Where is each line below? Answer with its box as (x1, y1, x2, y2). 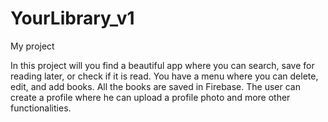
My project (10, 40, 55, 52)
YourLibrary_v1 (10, 7, 135, 30)
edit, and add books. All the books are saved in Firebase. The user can (10, 80, 301, 92)
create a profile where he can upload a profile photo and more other (10, 91, 291, 103)
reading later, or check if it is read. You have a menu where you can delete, (10, 70, 319, 82)
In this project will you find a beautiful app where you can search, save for (10, 59, 315, 71)
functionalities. (10, 102, 72, 114)
